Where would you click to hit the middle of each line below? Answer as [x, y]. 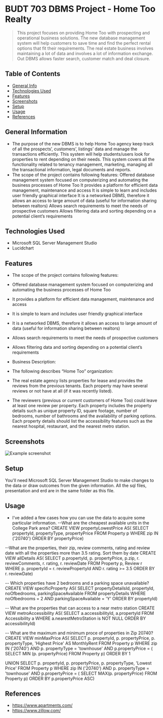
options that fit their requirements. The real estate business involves [85, 48]
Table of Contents [33, 74]
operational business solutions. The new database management [81, 38]
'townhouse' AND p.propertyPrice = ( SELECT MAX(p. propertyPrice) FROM [81, 673]
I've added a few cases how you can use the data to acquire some [78, 518]
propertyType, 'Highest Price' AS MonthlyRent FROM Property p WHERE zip [81, 643]
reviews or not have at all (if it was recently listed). [63, 391]
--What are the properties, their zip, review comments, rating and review [78, 548]
